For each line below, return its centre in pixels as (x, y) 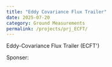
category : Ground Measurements (46, 23)
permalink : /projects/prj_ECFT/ (47, 29)
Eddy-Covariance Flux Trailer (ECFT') (53, 46)
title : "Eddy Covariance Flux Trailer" (57, 12)
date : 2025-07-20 (28, 18)
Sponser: (18, 57)
